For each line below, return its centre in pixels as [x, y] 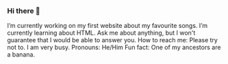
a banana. [21, 54]
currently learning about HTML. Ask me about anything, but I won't [101, 33]
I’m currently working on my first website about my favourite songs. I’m [107, 26]
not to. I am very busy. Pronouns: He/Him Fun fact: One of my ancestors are [114, 48]
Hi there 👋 [24, 11]
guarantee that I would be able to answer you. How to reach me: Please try [112, 40]
